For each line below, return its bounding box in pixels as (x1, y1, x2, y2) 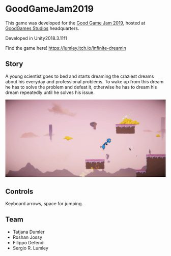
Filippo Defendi (12, 239, 45, 245)
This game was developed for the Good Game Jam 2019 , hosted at (5, 20, 146, 26)
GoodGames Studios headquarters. (5, 25, 79, 31)
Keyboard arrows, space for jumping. (5, 201, 83, 206)
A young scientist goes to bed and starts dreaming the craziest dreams (5, 73, 154, 79)
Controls (5, 187, 34, 196)
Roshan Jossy (12, 234, 42, 240)
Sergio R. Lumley (12, 245, 48, 251)
